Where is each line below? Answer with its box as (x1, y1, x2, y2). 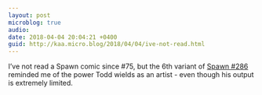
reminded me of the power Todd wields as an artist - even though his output (8, 70, 254, 79)
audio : (8, 26, 30, 33)
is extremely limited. (8, 79, 73, 88)
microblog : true (8, 19, 61, 26)
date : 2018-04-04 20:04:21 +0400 (8, 33, 118, 41)
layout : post (8, 11, 51, 19)
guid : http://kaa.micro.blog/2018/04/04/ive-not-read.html (8, 40, 206, 48)
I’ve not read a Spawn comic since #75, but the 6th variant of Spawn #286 (8, 62, 249, 71)
